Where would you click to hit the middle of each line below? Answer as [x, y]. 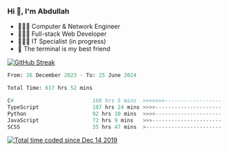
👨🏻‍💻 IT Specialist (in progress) [62, 41]
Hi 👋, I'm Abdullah [38, 11]
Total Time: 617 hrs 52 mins [50, 88]
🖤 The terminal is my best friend [64, 49]
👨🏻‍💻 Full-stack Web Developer [62, 34]
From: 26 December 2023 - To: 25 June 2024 [72, 75]
